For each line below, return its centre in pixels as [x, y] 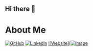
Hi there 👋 [20, 9]
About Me [25, 30]
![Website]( [59, 43]
